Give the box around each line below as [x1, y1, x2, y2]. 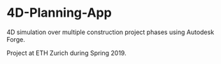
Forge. [6, 35, 25, 43]
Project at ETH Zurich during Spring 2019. [6, 49, 127, 57]
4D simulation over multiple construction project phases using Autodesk [6, 28, 215, 36]
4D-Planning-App [6, 5, 113, 21]
